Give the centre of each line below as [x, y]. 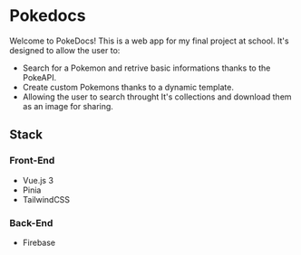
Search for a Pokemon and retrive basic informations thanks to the [146, 68]
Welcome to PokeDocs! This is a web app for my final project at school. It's [149, 41]
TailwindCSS [46, 199]
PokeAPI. [39, 77]
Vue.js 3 [38, 180]
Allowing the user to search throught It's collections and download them [157, 97]
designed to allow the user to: [65, 50]
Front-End [32, 161]
